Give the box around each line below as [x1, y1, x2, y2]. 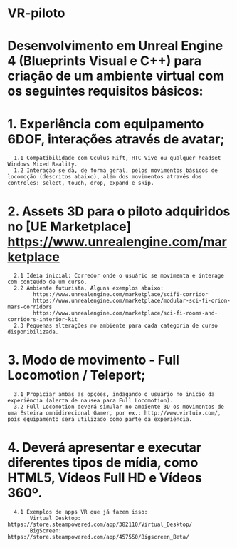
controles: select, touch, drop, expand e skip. [7, 180, 154, 187]
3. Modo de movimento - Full [7, 352, 180, 368]
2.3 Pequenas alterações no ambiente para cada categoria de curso [14, 323, 218, 330]
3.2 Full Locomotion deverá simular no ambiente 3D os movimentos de [14, 403, 224, 411]
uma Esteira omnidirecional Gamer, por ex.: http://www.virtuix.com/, [7, 410, 221, 417]
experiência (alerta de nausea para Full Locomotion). [7, 397, 174, 405]
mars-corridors [7, 303, 53, 311]
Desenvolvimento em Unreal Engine [7, 38, 223, 54]
